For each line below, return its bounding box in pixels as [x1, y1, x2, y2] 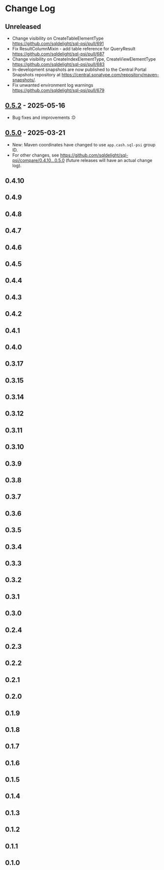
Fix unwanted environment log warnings [12, 82, 94, 88]
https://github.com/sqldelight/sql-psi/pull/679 [12, 88, 105, 93]
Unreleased [5, 23, 42, 31]
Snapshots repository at [12, 72, 61, 77]
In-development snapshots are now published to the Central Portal [12, 67, 147, 72]
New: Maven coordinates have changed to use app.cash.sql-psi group [12, 141, 156, 147]
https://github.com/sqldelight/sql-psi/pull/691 [12, 41, 104, 46]
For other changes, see [12, 152, 59, 158]
